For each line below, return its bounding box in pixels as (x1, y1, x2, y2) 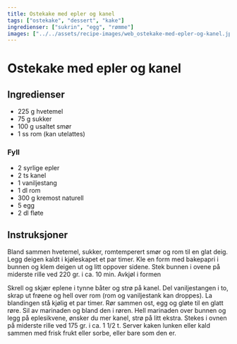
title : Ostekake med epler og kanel (7, 10, 115, 18)
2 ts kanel (17, 171, 47, 179)
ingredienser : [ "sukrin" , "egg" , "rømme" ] (7, 23, 134, 30)
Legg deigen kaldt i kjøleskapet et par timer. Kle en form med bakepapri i (7, 255, 219, 263)
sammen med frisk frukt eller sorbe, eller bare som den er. (7, 329, 176, 338)
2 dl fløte (17, 208, 44, 217)
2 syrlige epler (17, 163, 60, 172)
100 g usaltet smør (17, 122, 72, 131)
